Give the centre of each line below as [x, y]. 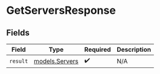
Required [98, 50]
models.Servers [56, 61]
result [19, 61]
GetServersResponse [61, 11]
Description [134, 50]
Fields [18, 33]
